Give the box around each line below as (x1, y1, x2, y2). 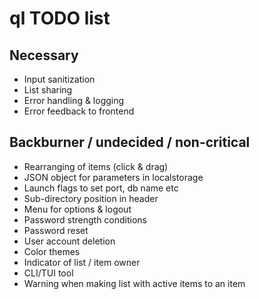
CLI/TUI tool (23, 267, 74, 279)
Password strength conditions (23, 213, 148, 226)
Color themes (23, 245, 81, 257)
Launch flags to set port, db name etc (23, 182, 179, 194)
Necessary (9, 47, 79, 64)
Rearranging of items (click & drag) (23, 160, 169, 172)
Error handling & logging (23, 95, 125, 106)
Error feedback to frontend (23, 105, 135, 117)
